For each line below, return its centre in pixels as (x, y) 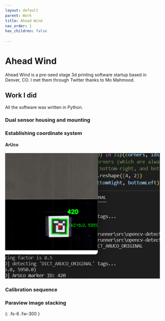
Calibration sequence (31, 290)
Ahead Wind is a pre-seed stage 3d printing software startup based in (76, 75)
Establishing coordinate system (44, 133)
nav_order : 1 (18, 26)
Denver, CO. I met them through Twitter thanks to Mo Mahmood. (70, 80)
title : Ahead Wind (24, 21)
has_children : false (26, 31)
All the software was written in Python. (44, 107)
